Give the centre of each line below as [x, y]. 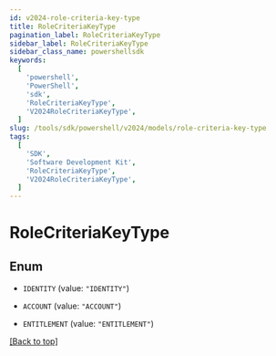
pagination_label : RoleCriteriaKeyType [85, 35]
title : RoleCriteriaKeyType [63, 26]
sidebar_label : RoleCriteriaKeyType [79, 43]
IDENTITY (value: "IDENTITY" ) [76, 288]
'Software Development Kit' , [81, 162]
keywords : [28, 60]
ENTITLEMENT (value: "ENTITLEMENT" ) [88, 324]
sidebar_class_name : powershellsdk [77, 52]
